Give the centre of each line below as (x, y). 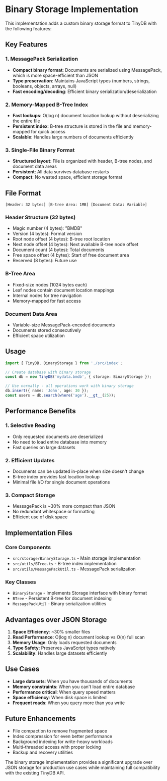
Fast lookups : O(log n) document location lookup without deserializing (86, 115)
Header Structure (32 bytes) (40, 217)
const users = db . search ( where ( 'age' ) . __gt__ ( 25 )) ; (60, 396)
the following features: (28, 28)
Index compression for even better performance (62, 736)
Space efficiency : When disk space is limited (60, 697)
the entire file (26, 121)
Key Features (26, 45)
